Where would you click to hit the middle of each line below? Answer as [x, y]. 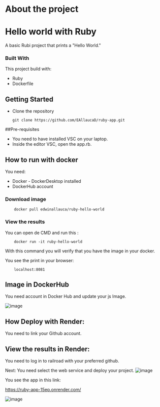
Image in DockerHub [37, 285]
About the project [42, 9]
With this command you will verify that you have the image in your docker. [80, 251]
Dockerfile [23, 84]
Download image [26, 199]
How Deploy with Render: [45, 321]
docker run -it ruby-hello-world [48, 242]
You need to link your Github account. [43, 333]
